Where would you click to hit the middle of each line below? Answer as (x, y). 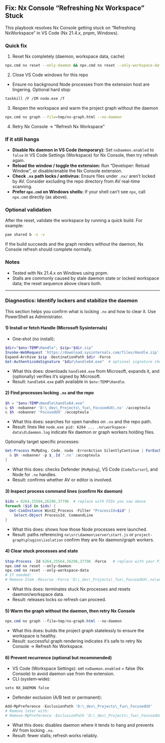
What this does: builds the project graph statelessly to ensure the (78, 631)
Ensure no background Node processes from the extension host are (81, 84)
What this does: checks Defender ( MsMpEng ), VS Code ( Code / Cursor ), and (85, 469)
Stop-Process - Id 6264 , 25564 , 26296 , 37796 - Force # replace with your (80, 561)
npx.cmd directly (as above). (40, 197)
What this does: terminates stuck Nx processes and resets (71, 589)
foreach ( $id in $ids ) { (30, 506)
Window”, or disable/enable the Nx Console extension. (67, 171)
